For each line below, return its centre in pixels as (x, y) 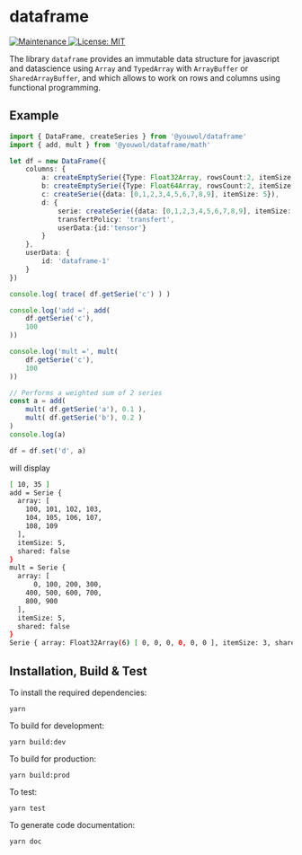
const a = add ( (38, 401)
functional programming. (55, 87)
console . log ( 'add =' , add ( (60, 310)
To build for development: (57, 726)
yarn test (28, 808)
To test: (23, 791)
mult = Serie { (38, 568)
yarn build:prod (40, 775)
